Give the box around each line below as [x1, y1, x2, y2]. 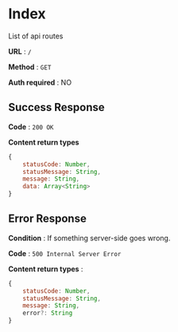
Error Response [8, 212, 87, 226]
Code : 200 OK [8, 121, 54, 132]
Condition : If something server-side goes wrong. [8, 233, 171, 243]
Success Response [8, 101, 105, 114]
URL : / [8, 46, 32, 56]
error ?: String [22, 309, 73, 318]
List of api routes [8, 31, 64, 41]
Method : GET [8, 61, 52, 72]
